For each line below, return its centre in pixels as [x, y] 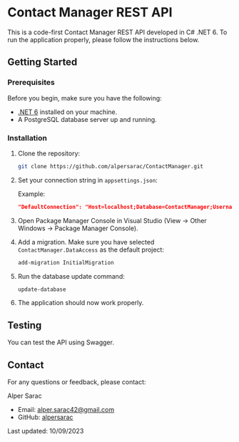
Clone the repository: [49, 153]
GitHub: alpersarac [45, 417]
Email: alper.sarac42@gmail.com [66, 410]
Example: [31, 194]
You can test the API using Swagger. [61, 342]
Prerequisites [31, 83]
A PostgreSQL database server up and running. [87, 119]
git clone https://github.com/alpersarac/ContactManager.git [111, 166]
